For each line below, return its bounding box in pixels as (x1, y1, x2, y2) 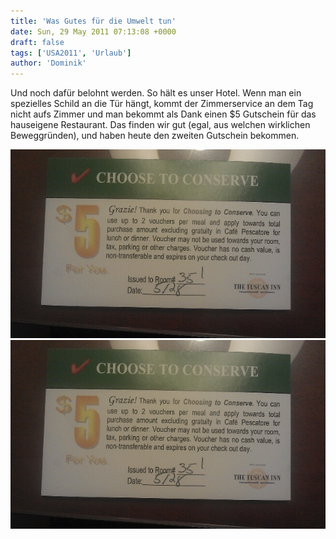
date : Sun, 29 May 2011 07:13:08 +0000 (10, 26, 177, 37)
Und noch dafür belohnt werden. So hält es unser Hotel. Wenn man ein (10, 87, 302, 99)
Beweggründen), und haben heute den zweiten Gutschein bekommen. (10, 130, 300, 142)
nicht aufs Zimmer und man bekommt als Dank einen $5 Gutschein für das (10, 108, 317, 120)
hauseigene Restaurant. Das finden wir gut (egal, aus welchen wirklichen (10, 119, 311, 131)
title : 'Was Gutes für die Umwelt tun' (10, 16, 177, 26)
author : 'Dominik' (10, 58, 87, 69)
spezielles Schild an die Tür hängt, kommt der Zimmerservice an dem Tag (10, 98, 314, 110)
